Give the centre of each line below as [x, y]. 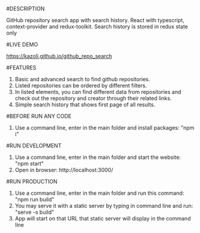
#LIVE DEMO [22, 45]
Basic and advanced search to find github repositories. [83, 79]
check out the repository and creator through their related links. [93, 98]
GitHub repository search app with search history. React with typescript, [95, 20]
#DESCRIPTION [25, 9]
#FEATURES [21, 68]
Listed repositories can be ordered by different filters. [81, 85]
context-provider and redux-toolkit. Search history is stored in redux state [97, 27]
